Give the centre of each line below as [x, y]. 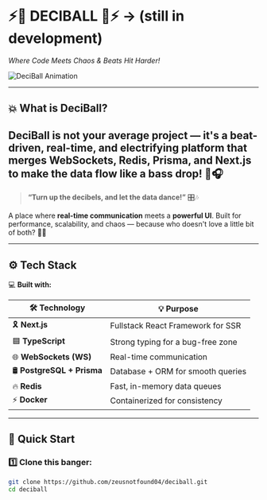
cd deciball [28, 489]
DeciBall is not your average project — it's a [118, 136]
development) [56, 39]
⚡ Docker [30, 399]
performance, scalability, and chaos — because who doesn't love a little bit [131, 224]
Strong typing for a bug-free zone [174, 342]
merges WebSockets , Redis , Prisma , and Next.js [130, 160]
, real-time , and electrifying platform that [144, 147]
